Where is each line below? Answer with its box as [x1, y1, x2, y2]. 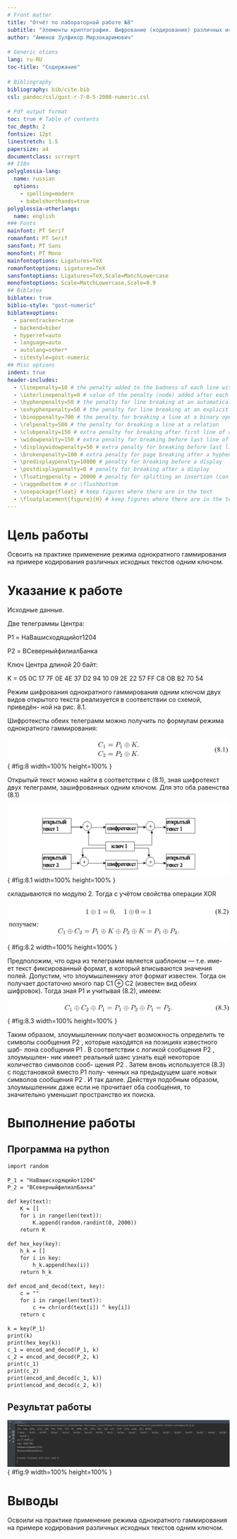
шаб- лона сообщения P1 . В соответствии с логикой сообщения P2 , [7, 1045, 215, 1054]
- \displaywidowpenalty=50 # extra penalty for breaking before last [13, 444, 222, 451]
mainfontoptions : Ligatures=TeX [7, 257, 102, 264]
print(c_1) [7, 1360, 39, 1368]
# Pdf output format [7, 108, 68, 116]
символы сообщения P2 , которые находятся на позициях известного [7, 1038, 218, 1047]
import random [7, 1163, 49, 1170]
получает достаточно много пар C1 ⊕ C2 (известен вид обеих [7, 979, 197, 988]
